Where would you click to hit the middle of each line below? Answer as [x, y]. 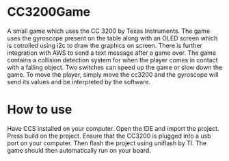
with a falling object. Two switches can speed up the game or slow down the [115, 67]
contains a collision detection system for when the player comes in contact [112, 60]
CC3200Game [49, 12]
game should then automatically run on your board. [79, 150]
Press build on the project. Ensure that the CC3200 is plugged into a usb [109, 136]
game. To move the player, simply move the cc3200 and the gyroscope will [113, 74]
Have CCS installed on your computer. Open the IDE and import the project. [113, 128]
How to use [40, 110]
